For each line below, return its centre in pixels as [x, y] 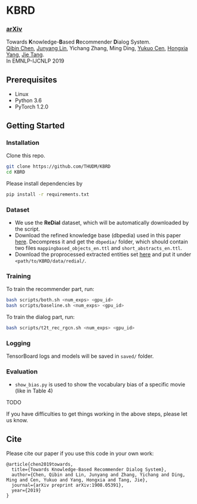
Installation [23, 143]
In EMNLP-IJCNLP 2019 [35, 61]
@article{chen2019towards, [40, 465]
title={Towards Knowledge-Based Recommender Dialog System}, [89, 470]
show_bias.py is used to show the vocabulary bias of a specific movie [100, 385]
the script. [27, 229]
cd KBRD [16, 172]
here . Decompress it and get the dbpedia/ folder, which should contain [101, 242]
